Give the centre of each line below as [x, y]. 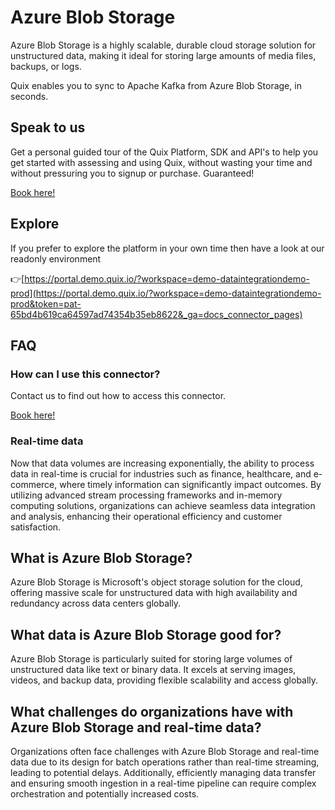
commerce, [34, 484]
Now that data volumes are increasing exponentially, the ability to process [162, 463]
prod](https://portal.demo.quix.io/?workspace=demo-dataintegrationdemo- [166, 293]
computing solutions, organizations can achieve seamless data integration [163, 505]
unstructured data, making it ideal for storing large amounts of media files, [163, 55]
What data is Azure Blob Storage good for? [146, 634]
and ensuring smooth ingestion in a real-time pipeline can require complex [163, 783]
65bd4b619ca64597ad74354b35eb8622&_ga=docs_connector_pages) [156, 314]
